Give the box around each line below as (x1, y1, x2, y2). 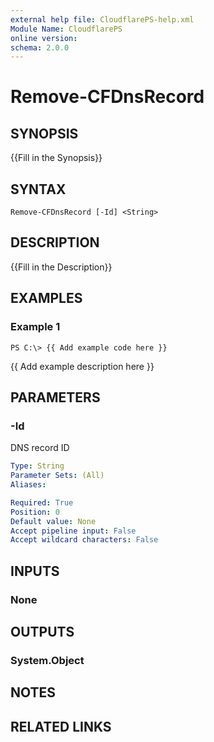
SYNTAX (10, 181, 67, 198)
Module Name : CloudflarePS (10, 24, 123, 34)
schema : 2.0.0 (10, 42, 70, 53)
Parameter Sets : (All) (10, 471, 105, 481)
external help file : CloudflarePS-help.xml (10, 14, 195, 25)
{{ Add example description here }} (10, 360, 155, 372)
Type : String (10, 461, 65, 471)
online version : (10, 33, 78, 43)
